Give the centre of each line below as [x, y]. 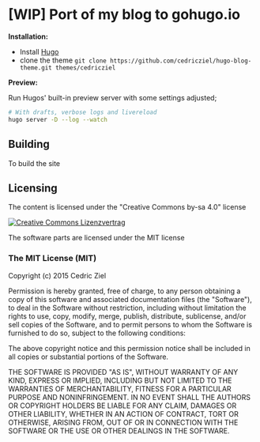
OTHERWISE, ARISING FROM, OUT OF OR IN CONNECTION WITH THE [123, 422]
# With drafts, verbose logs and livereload [83, 112]
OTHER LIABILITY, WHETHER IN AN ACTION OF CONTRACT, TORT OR [123, 414]
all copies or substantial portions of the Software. [88, 357]
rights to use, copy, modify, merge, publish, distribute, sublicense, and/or [127, 316]
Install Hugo [39, 51]
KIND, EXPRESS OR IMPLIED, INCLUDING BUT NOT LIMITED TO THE [120, 380]
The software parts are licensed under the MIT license [96, 238]
